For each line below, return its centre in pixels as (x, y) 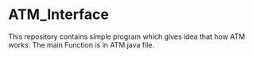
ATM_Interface (58, 15)
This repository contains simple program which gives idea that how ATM (127, 36)
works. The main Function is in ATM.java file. (82, 44)
